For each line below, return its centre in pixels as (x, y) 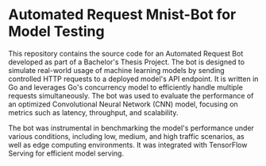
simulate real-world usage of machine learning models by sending (116, 70)
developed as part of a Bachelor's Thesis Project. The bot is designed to (126, 62)
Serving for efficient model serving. (66, 153)
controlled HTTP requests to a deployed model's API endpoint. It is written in (133, 79)
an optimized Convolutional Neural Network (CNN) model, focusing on (123, 104)
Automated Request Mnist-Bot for (122, 15)
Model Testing (56, 31)
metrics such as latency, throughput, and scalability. (93, 112)
